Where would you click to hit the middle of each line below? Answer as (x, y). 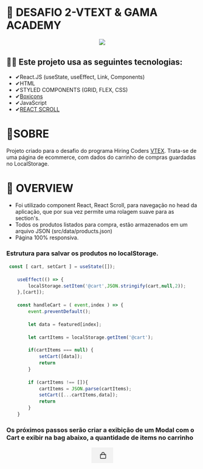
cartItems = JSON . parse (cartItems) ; (85, 389)
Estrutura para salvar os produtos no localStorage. (83, 253)
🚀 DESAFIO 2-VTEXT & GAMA (82, 12)
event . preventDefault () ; (60, 312)
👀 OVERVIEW (40, 188)
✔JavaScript (31, 102)
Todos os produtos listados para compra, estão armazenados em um (101, 224)
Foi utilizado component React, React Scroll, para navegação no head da (106, 205)
